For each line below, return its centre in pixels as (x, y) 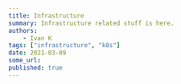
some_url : (25, 61)
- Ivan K (37, 38)
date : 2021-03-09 (37, 53)
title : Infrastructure (46, 16)
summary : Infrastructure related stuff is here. (91, 23)
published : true (35, 68)
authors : (23, 30)
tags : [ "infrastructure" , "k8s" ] (64, 46)
